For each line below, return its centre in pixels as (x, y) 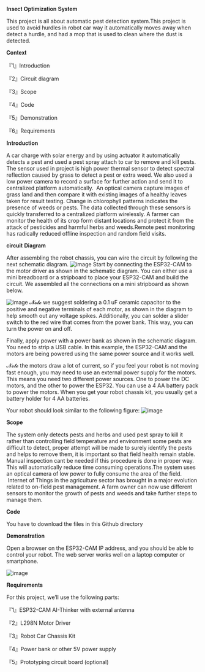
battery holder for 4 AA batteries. (48, 399)
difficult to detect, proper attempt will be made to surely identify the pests (99, 448)
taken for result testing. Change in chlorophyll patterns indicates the (92, 201)
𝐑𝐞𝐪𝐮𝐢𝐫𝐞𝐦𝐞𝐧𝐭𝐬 (24, 585)
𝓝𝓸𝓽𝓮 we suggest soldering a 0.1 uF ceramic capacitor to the (105, 302)
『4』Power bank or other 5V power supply (61, 649)
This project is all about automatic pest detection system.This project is (96, 21)
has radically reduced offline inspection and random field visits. (86, 234)
